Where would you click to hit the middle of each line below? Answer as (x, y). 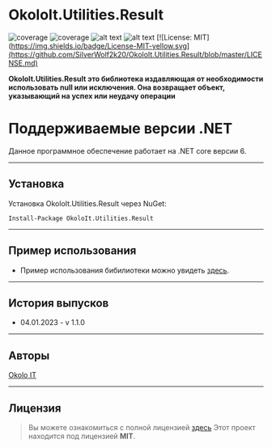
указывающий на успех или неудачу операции (92, 95)
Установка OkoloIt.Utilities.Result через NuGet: (88, 203)
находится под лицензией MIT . (82, 436)
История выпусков (59, 303)
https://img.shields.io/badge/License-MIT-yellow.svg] (100, 45)
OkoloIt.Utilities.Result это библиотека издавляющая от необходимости (136, 78)
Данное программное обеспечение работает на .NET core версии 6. (127, 150)
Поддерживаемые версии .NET (121, 129)
